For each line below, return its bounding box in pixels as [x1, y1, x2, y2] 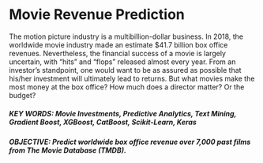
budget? [9, 90, 36, 100]
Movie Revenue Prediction [9, 6, 185, 24]
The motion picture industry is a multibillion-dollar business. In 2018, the [9, 32, 244, 41]
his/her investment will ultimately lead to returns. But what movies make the [9, 74, 255, 83]
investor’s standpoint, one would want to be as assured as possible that [9, 65, 242, 74]
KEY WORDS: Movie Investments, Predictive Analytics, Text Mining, [9, 108, 237, 118]
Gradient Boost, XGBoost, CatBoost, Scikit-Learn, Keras [9, 117, 197, 127]
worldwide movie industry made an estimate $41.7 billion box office [9, 40, 228, 49]
